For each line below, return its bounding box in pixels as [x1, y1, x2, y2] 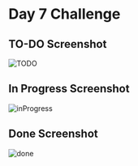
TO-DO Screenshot [8, 37, 107, 51]
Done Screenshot [8, 127, 99, 141]
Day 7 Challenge [8, 5, 121, 23]
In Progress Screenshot [8, 82, 130, 96]
